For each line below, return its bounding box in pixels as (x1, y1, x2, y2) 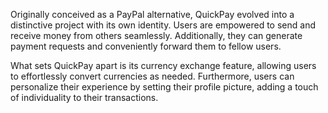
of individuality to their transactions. (10, 92, 159, 103)
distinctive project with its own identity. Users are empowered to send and (10, 19, 316, 31)
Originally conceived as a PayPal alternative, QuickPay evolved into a (10, 9, 295, 20)
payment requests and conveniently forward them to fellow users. (10, 40, 282, 52)
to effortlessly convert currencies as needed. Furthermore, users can (10, 70, 295, 82)
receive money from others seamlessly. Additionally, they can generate (10, 30, 303, 41)
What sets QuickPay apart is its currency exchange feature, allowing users (10, 60, 317, 71)
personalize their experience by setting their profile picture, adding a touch (10, 81, 319, 93)
